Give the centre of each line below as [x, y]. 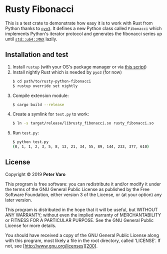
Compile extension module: [40, 95]
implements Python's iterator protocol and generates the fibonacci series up [84, 33]
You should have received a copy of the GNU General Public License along [82, 235]
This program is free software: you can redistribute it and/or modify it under [83, 184]
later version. [19, 200]
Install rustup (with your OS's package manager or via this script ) [79, 66]
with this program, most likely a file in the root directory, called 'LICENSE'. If [83, 240]
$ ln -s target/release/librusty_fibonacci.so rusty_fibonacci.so [83, 123]
